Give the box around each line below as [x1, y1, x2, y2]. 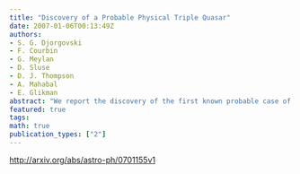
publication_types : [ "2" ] [9, 130, 106, 139]
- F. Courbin [9, 47, 58, 56]
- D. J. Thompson [9, 72, 75, 81]
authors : [9, 30, 42, 39]
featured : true [9, 105, 66, 114]
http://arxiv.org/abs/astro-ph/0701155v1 [9, 154, 155, 165]
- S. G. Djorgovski [9, 38, 83, 48]
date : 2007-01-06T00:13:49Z [9, 22, 115, 30]
